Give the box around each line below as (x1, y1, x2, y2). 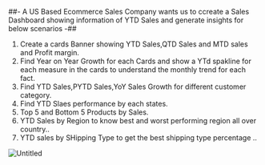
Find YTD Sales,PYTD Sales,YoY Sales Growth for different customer (19, 82, 247, 91)
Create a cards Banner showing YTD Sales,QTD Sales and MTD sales (19, 39, 248, 49)
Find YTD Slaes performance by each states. (19, 99, 168, 108)
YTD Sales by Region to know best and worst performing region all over (19, 116, 257, 125)
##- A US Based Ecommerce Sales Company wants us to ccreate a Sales (8, 7, 250, 16)
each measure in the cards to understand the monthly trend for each (19, 65, 247, 74)
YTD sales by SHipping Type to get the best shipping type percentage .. (19, 133, 258, 143)
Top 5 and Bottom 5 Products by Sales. (19, 107, 149, 117)
